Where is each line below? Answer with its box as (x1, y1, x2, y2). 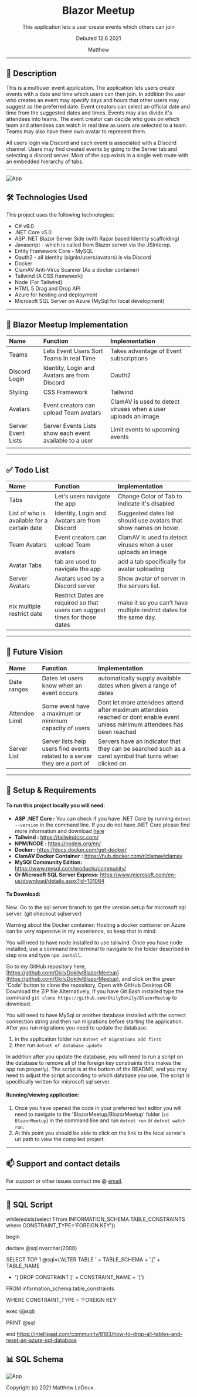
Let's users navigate (55, 492, 111, 501)
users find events (42, 745, 90, 753)
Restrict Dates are (55, 591, 104, 599)
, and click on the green (118, 975, 176, 982)
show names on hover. (118, 524, 181, 532)
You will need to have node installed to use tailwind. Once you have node (6, 939, 183, 946)
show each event (43, 429, 91, 437)
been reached (97, 728, 137, 735)
